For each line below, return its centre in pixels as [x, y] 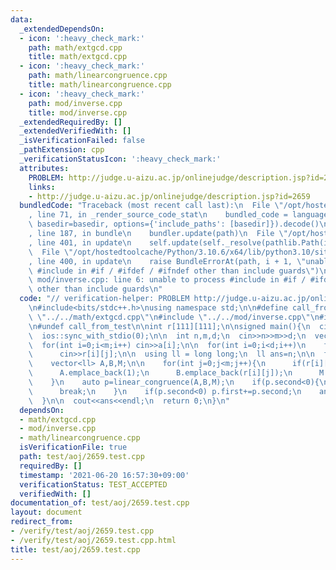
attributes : [44, 168]
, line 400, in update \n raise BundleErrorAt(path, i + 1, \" [167, 261]
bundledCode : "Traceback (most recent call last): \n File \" [151, 206]
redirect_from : [42, 522]
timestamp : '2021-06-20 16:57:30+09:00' [104, 475]
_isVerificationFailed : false [82, 141]
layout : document [46, 512]
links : [42, 187]
